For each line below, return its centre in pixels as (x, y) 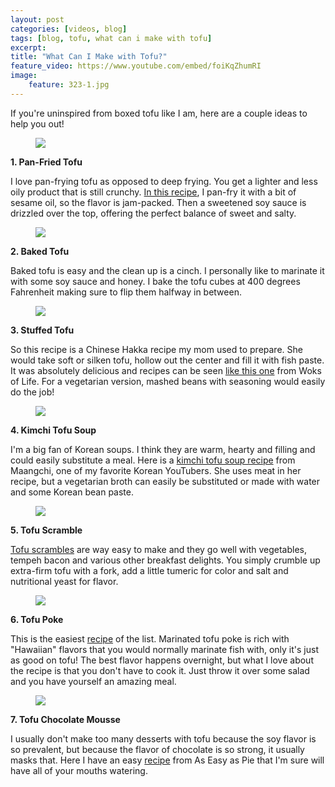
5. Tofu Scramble (46, 530)
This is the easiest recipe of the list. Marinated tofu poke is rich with (150, 638)
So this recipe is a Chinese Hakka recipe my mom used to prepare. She (156, 349)
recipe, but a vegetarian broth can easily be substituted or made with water (165, 481)
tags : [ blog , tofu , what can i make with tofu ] (111, 38)
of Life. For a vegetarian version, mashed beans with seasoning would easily (168, 381)
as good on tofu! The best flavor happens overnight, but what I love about (162, 660)
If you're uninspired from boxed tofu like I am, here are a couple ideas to (159, 113)
